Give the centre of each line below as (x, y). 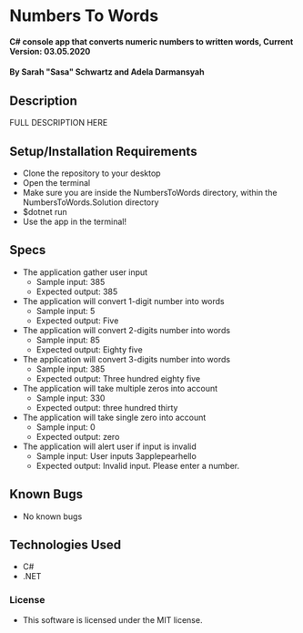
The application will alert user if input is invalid (110, 446)
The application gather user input (85, 272)
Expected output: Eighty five (89, 349)
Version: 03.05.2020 (50, 51)
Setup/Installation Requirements (103, 151)
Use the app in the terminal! (75, 221)
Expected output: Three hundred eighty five (118, 378)
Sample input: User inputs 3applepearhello (116, 455)
